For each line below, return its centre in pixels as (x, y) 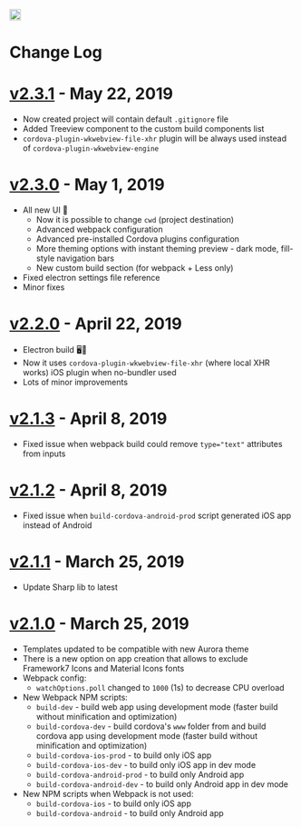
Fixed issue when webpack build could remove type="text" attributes (152, 443)
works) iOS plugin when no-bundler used (99, 372)
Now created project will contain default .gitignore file (126, 119)
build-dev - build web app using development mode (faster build (157, 707)
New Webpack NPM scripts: (75, 697)
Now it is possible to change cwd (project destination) (135, 220)
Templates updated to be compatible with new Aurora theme (136, 649)
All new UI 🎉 (45, 210)
